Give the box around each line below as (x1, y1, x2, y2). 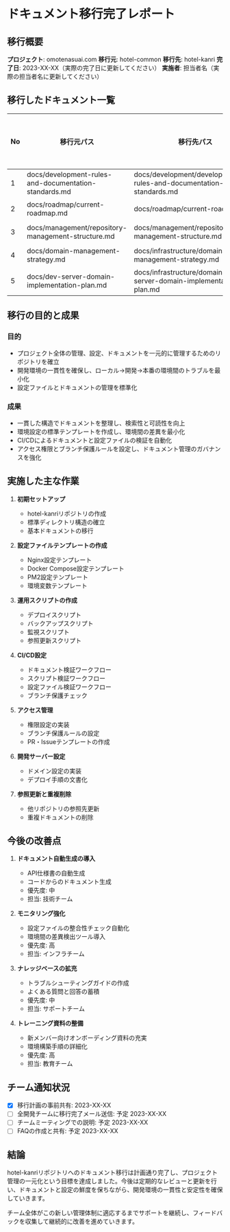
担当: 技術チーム (27, 895, 73, 903)
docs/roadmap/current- (27, 200, 105, 209)
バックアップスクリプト (27, 619, 94, 627)
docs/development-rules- (27, 170, 112, 179)
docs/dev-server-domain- (27, 272, 115, 281)
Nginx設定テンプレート (27, 555, 92, 563)
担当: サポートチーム (27, 1005, 86, 1013)
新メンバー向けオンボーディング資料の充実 (27, 1034, 147, 1042)
